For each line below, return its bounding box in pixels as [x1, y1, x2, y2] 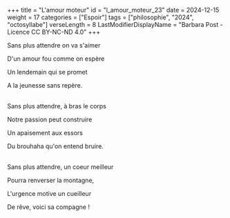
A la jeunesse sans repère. [7, 81, 83, 89]
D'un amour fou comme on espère [7, 54, 105, 63]
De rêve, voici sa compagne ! [7, 203, 90, 211]
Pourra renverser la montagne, [7, 176, 95, 184]
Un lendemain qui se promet [7, 68, 88, 76]
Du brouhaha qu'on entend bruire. [7, 142, 104, 150]
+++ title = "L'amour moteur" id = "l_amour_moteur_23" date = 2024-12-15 [7, 6, 220, 14]
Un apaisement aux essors [7, 129, 83, 137]
